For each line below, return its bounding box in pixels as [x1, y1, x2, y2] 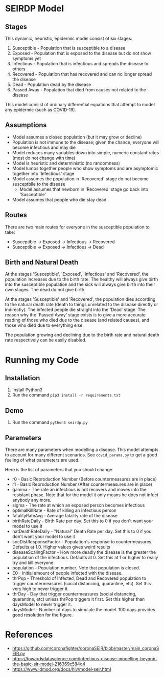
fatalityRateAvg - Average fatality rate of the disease [12, 513, 118, 519]
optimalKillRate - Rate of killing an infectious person [12, 508, 117, 513]
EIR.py [12, 650, 25, 656]
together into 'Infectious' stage [12, 170, 75, 176]
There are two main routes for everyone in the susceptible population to [5, 224, 150, 230]
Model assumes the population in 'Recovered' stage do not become [12, 175, 149, 182]
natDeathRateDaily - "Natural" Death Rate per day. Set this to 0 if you [12, 529, 152, 535]
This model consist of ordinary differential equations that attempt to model [5, 102, 155, 107]
